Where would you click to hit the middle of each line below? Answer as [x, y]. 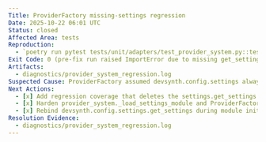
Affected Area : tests [44, 37]
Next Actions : [32, 89]
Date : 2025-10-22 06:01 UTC [55, 23]
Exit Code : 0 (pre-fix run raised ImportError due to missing [113, 60]
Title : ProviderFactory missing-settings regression [97, 15]
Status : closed [33, 30]
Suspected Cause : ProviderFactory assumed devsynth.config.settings [123, 81]
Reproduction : [32, 45]
